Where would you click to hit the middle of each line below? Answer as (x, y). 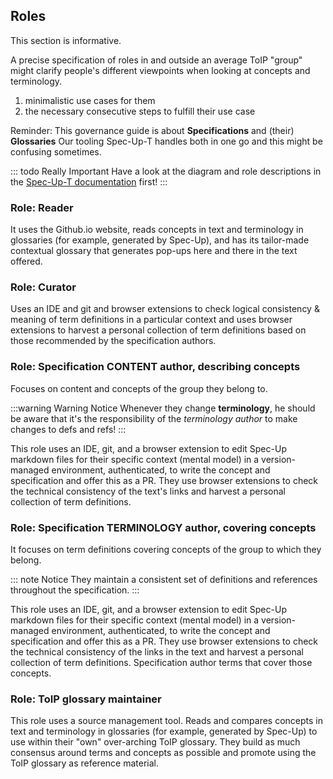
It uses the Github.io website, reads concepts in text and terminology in (157, 230)
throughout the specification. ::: (75, 590)
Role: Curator (43, 287)
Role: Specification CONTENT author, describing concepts (155, 367)
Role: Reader (42, 207)
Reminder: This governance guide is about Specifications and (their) (152, 130)
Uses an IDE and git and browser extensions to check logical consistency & (165, 309)
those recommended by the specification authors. (113, 341)
